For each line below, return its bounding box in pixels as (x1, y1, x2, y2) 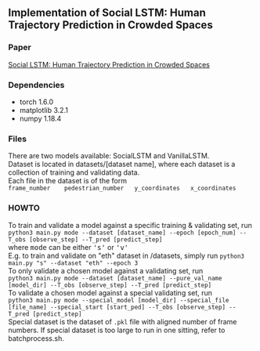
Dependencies (8, 79, 65, 90)
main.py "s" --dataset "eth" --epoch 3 (8, 259, 139, 267)
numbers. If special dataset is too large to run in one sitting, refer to (8, 325, 226, 335)
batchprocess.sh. (8, 333, 64, 343)
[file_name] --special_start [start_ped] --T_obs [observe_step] (8, 303, 226, 311)
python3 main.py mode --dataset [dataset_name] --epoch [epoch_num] (8, 229, 237, 237)
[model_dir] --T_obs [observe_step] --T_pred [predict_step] (8, 281, 212, 289)
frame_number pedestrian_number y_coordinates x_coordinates (8, 184, 237, 193)
